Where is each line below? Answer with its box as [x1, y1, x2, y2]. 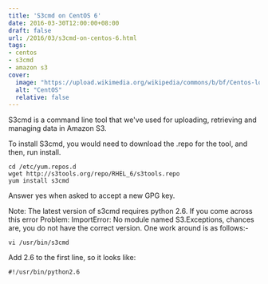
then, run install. [8, 148, 61, 157]
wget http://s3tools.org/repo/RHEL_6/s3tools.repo [8, 170, 180, 178]
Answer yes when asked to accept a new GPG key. [8, 191, 175, 200]
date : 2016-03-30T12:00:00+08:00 [8, 19, 120, 27]
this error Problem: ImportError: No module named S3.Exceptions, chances [8, 215, 254, 224]
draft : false [8, 26, 52, 34]
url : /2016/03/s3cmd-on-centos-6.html [8, 34, 137, 42]
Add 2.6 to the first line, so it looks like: [8, 253, 136, 262]
